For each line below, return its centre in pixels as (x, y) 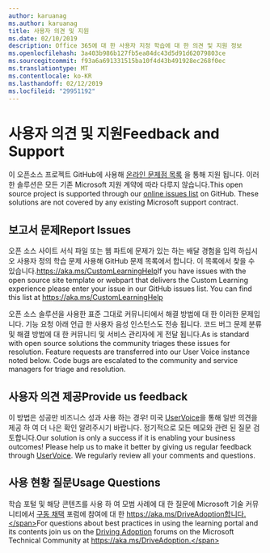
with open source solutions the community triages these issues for (119, 344)
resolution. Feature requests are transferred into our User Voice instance (129, 352)
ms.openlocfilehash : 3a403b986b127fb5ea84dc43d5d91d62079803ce (117, 53)
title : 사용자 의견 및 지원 (49, 31)
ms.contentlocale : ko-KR (50, 76)
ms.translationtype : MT (49, 69)
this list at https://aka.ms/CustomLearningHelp (86, 298)
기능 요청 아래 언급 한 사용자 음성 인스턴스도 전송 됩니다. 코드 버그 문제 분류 (144, 324)
